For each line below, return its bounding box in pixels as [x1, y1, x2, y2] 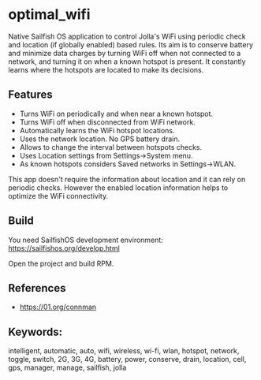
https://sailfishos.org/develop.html [8, 243, 120, 253]
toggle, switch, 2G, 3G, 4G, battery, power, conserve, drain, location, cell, [8, 355, 247, 364]
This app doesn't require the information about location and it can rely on [8, 174, 246, 184]
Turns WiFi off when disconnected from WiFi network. [19, 117, 196, 127]
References [8, 281, 66, 295]
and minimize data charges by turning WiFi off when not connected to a [8, 48, 241, 58]
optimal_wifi [8, 6, 91, 24]
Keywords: [8, 325, 63, 338]
